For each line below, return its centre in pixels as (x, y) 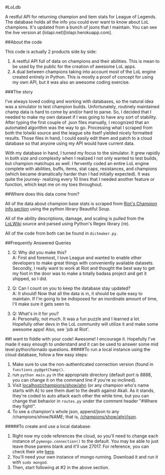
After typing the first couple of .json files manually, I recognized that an (77, 122)
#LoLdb (13, 7)
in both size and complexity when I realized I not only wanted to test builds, (81, 158)
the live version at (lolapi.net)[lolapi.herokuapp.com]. (59, 32)
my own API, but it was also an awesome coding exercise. (71, 82)
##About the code (24, 42)
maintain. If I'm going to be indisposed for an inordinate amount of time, (85, 299)
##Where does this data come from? (42, 194)
